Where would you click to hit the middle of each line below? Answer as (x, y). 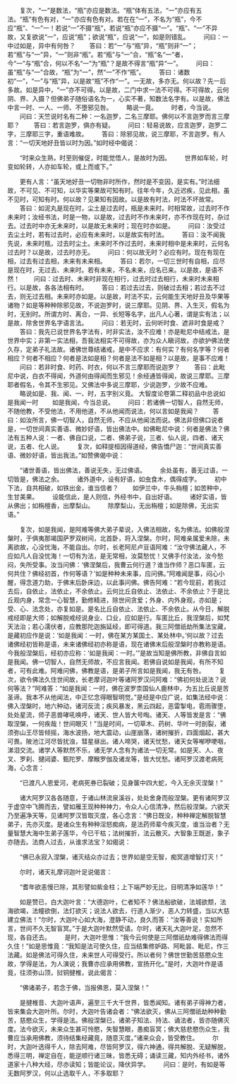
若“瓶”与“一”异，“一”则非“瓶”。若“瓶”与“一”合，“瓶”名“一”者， (97, 54)
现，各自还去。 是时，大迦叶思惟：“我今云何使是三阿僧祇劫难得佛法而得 (118, 937)
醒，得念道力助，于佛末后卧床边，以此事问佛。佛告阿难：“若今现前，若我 (114, 582)
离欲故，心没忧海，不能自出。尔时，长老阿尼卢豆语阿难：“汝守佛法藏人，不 (117, 547)
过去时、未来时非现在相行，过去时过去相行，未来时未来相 (135, 279)
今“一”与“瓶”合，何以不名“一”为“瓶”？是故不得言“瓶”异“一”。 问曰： (111, 63)
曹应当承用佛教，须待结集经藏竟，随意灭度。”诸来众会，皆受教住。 (103, 1038)
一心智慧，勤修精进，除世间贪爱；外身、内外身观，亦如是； (137, 600)
